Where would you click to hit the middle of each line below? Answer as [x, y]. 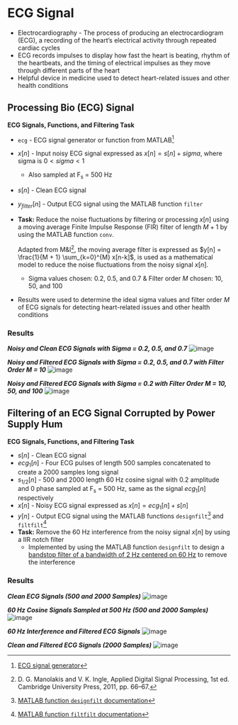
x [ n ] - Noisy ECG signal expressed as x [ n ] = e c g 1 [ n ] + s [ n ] [103, 507]
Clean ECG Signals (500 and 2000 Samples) [74, 596]
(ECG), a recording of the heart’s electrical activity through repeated [117, 40]
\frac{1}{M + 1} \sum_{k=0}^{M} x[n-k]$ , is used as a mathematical [115, 257]
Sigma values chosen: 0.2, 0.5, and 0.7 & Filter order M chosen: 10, [125, 278]
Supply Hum [35, 425]
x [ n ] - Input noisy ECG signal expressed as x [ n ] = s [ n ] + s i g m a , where [120, 153]
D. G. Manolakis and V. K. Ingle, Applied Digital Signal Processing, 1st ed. [123, 679]
